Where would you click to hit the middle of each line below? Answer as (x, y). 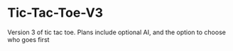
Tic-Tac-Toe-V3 (55, 13)
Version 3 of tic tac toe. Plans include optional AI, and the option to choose (116, 32)
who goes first (28, 39)
